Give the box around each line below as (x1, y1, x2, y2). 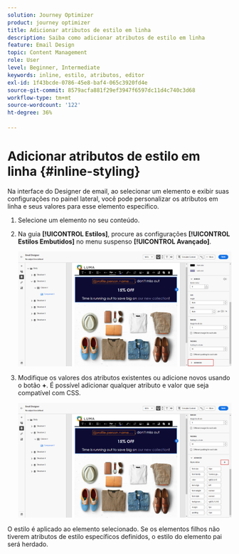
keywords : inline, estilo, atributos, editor (7, 71, 144, 78)
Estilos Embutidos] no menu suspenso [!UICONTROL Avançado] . (17, 237, 212, 246)
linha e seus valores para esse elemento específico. (7, 202, 159, 210)
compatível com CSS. (17, 388, 81, 397)
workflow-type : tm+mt (7, 94, 72, 101)
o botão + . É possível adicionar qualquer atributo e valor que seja (17, 381, 209, 390)
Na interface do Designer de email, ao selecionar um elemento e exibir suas (7, 187, 230, 195)
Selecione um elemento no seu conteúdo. (17, 216, 140, 224)
